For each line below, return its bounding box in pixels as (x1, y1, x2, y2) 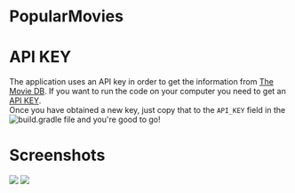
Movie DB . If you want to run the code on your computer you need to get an (9, 86, 286, 97)
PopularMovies (9, 6, 124, 27)
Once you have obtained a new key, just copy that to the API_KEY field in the (9, 105, 286, 116)
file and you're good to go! (63, 114, 162, 125)
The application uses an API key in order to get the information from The (9, 76, 274, 87)
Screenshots (9, 145, 106, 165)
